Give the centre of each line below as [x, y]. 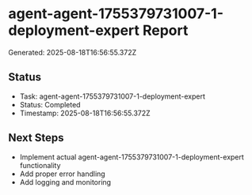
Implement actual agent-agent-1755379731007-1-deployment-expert [132, 157]
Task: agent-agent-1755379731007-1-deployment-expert [113, 96]
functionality [40, 165]
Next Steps [36, 138]
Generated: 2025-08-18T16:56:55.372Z [73, 52]
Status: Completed [50, 104]
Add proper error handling [62, 174]
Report [165, 30]
